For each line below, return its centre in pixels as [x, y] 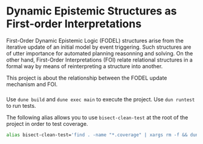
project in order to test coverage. [47, 124]
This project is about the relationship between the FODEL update [87, 78]
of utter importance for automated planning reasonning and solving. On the [100, 53]
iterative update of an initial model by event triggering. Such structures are [99, 47]
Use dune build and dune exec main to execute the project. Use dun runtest [101, 99]
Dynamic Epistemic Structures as [92, 11]
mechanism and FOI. [32, 84]
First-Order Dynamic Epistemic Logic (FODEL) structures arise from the [95, 40]
